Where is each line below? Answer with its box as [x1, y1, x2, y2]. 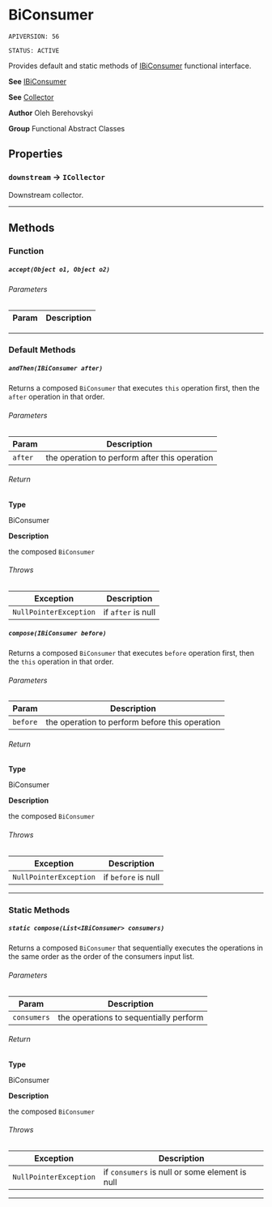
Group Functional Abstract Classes [8, 123, 125, 133]
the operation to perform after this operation [45, 452, 214, 463]
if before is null [103, 871, 160, 883]
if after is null [103, 606, 156, 618]
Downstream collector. [8, 190, 83, 199]
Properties [8, 148, 63, 161]
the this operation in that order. [8, 657, 114, 666]
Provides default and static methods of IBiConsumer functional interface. [8, 61, 252, 71]
